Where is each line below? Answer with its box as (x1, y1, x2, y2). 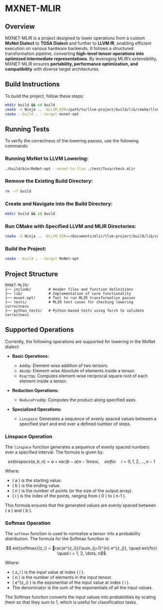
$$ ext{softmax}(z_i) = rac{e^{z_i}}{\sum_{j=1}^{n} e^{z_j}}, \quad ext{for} (5, 545, 158, 551)
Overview (5, 22, 35, 31)
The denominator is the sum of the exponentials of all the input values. (12, 585, 153, 591)
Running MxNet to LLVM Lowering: (5, 155, 89, 162)
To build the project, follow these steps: (5, 93, 84, 99)
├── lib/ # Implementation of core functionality (5, 291, 131, 296)
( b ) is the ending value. (12, 483, 61, 488)
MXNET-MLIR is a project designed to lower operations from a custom (5, 35, 145, 41)
